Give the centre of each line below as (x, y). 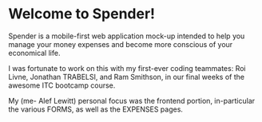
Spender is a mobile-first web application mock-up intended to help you (127, 36)
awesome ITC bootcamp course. (62, 85)
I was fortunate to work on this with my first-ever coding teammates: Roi (127, 68)
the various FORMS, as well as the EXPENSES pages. (96, 109)
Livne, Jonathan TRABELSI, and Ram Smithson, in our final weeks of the (127, 77)
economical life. (34, 53)
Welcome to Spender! (82, 14)
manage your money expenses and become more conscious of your (121, 44)
